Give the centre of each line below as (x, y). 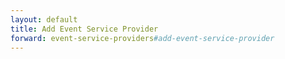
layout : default (44, 19)
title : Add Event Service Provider (84, 29)
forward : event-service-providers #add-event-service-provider (142, 38)
